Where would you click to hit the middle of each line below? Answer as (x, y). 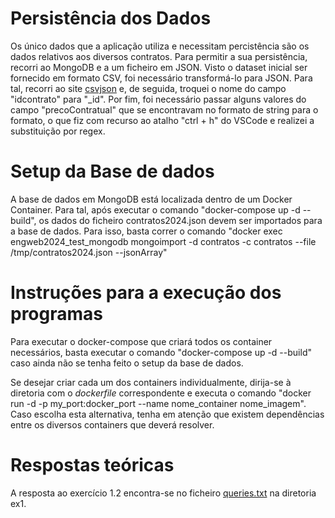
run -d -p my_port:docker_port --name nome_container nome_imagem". (158, 403)
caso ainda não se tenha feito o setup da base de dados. (127, 363)
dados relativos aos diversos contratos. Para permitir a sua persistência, (159, 56)
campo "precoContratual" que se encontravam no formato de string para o (164, 109)
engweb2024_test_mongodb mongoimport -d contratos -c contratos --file (163, 241)
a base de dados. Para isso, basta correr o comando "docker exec (146, 231)
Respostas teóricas (92, 465)
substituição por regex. (58, 131)
